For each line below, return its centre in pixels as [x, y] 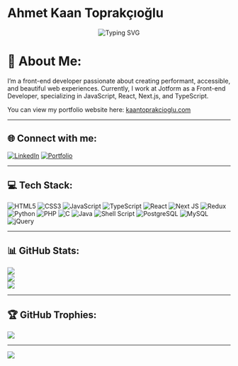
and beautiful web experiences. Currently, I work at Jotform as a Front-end [117, 88]
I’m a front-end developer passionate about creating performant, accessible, [119, 81]
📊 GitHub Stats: [44, 250]
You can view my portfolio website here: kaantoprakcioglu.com [99, 109]
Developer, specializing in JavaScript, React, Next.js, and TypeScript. [108, 96]
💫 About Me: [45, 61]
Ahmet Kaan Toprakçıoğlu [86, 13]
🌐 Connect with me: [52, 138]
